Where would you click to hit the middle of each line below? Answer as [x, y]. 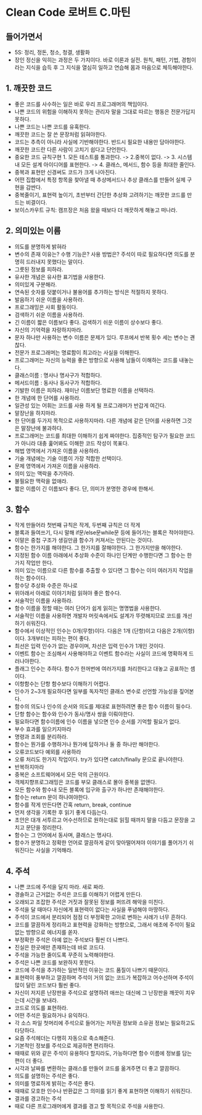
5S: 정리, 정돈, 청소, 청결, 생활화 [52, 52]
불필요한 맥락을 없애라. [41, 481]
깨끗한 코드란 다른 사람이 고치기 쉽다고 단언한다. [71, 149]
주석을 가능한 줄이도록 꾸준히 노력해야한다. [65, 955]
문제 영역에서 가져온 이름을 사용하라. [57, 466]
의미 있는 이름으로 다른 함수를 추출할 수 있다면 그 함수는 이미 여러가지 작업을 [104, 571]
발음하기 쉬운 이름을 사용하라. [49, 299]
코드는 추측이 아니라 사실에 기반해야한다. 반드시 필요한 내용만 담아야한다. [100, 142]
